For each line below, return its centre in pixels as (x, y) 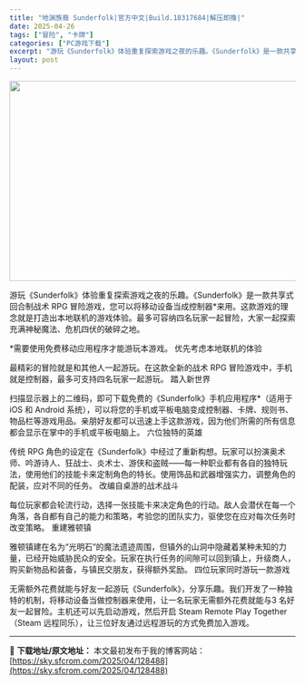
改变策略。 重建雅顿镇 (50, 528)
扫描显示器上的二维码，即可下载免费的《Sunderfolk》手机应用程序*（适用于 (151, 398)
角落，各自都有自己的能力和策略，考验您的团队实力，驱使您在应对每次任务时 (152, 516)
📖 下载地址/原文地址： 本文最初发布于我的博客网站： (108, 651)
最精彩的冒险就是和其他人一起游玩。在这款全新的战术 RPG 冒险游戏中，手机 (151, 367)
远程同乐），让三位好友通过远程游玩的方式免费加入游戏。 (148, 623)
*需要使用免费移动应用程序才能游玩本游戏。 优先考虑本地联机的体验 (136, 348)
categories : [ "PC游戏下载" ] (60, 43)
